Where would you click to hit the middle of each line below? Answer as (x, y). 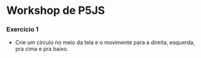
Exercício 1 (23, 30)
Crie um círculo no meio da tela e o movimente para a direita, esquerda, (105, 42)
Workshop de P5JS (56, 11)
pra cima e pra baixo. (42, 49)
